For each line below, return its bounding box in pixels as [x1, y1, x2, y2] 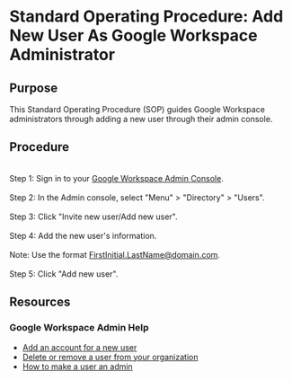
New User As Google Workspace [9, 25, 258, 46]
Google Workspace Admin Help [9, 322, 149, 334]
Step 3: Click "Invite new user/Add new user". [9, 211, 178, 222]
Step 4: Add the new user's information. [9, 230, 157, 241]
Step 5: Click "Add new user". [9, 268, 119, 279]
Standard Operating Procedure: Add [9, 6, 284, 27]
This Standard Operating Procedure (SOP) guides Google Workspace [9, 104, 265, 114]
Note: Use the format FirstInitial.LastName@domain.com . [9, 249, 220, 260]
